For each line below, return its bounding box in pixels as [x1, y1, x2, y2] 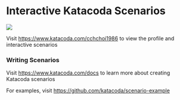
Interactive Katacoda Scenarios [6, 4, 166, 18]
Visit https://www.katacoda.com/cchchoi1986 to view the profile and [6, 34, 175, 42]
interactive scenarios [6, 41, 58, 48]
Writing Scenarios [6, 56, 60, 64]
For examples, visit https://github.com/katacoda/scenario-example [6, 87, 170, 94]
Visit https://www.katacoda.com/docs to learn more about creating [6, 69, 170, 76]
